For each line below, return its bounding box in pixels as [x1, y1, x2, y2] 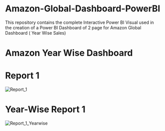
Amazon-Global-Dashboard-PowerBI [5, 3, 161, 14]
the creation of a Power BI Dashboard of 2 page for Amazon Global [5, 24, 142, 30]
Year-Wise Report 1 [5, 104, 85, 115]
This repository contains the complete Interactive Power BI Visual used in [5, 19, 154, 25]
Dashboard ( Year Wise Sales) [5, 30, 66, 36]
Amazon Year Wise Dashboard [5, 48, 133, 59]
